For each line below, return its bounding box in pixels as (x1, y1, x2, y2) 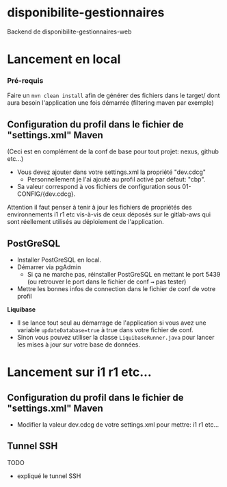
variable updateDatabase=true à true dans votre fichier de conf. (16, 326, 193, 334)
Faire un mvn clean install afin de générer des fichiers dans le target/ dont (7, 91, 220, 100)
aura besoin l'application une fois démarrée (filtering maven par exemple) (7, 99, 214, 107)
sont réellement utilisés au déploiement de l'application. (7, 218, 164, 226)
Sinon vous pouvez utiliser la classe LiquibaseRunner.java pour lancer (16, 334, 215, 342)
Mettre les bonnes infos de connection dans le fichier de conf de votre (16, 285, 216, 293)
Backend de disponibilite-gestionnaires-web (7, 27, 132, 36)
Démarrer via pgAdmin (16, 263, 81, 271)
